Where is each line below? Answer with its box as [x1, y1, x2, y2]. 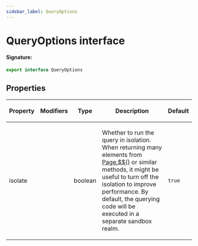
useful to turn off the [102, 172, 159, 181]
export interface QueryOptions [6, 67, 83, 73]
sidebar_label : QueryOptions [6, 8, 78, 15]
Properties [6, 83, 46, 93]
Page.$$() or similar [102, 158, 157, 166]
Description [115, 107, 149, 115]
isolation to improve [102, 180, 157, 188]
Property [9, 107, 35, 115]
